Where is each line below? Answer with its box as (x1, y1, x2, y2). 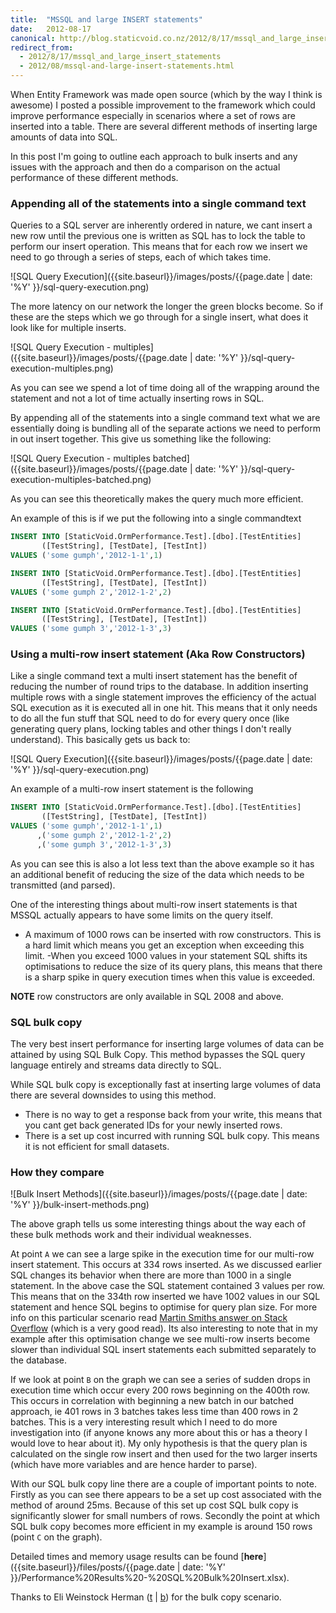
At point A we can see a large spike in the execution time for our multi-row (10, 1248, 315, 1260)
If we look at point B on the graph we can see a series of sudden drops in (10, 1374, 311, 1386)
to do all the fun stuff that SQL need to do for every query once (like (10, 712, 290, 725)
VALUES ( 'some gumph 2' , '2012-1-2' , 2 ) (10, 587, 172, 597)
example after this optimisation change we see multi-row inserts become (10, 1333, 311, 1345)
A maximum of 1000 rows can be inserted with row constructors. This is (24, 928, 322, 940)
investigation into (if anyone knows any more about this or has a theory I (10, 1427, 308, 1439)
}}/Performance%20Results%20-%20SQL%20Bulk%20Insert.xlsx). (10, 1572, 290, 1584)
